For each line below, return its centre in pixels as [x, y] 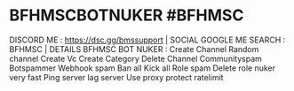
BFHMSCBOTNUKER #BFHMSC [127, 15]
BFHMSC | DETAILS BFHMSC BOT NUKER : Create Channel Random [134, 49]
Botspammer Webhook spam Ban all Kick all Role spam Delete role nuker [143, 68]
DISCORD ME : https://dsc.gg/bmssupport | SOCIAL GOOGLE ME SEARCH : [147, 40]
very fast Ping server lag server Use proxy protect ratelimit [116, 77]
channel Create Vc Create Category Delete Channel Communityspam [135, 58]
